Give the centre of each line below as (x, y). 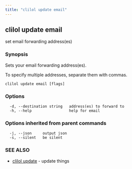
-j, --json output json (38, 133)
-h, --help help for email (55, 111)
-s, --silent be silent (36, 138)
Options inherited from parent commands (56, 123)
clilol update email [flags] (35, 84)
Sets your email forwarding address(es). (46, 65)
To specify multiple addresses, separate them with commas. (66, 75)
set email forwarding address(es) (39, 42)
